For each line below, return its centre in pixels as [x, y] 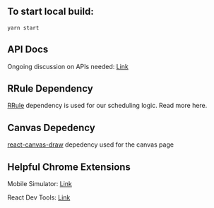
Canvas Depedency [51, 127]
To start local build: [50, 12]
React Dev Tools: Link [39, 197]
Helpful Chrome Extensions [69, 167]
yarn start [23, 27]
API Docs [28, 50]
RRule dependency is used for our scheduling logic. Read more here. [107, 106]
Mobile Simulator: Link [40, 184]
